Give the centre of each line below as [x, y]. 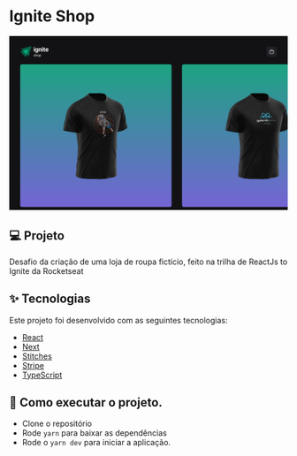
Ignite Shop [52, 16]
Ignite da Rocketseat [46, 270]
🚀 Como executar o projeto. [86, 403]
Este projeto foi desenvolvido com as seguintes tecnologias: [118, 320]
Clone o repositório [57, 424]
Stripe [33, 365]
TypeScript [42, 375]
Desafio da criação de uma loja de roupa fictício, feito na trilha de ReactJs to [148, 262]
